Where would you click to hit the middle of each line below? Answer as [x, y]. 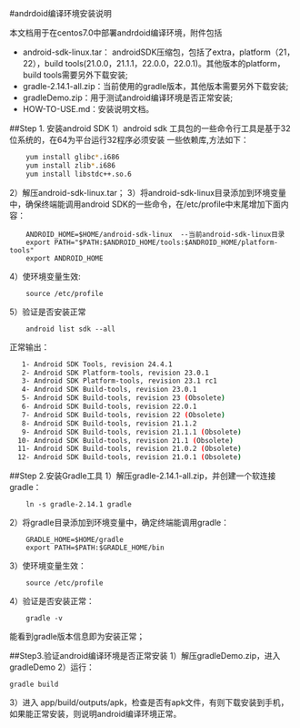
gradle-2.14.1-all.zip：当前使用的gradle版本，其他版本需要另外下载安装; [155, 86]
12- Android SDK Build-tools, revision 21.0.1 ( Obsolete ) [130, 457]
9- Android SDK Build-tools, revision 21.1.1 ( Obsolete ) [132, 432]
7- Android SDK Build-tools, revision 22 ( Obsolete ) [123, 415]
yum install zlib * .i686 [71, 165]
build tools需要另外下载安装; [75, 75]
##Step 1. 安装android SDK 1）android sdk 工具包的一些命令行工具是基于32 [150, 128]
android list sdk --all [71, 329]
